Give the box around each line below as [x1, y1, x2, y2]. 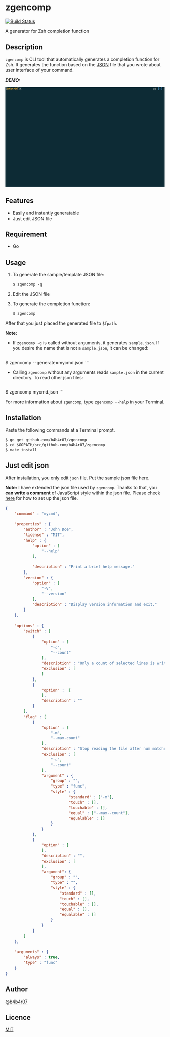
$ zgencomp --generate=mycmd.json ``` [5, 360, 90, 366]
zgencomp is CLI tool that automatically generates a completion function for [5, 56, 160, 62]
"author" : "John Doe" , [23, 527, 73, 532]
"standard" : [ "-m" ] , [68, 795, 114, 800]
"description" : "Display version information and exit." [32, 602, 157, 607]
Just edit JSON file [12, 215, 52, 222]
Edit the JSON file [12, 291, 50, 297]
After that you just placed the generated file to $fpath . [5, 320, 117, 326]
